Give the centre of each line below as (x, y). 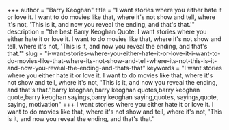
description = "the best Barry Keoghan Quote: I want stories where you (107, 31)
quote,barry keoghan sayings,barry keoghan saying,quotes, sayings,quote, (113, 97)
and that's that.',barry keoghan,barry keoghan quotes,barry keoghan (104, 90)
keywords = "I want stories (184, 68)
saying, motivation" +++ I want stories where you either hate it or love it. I (110, 104)
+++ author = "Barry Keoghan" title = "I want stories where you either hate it (114, 10)
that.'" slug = (25, 53)
